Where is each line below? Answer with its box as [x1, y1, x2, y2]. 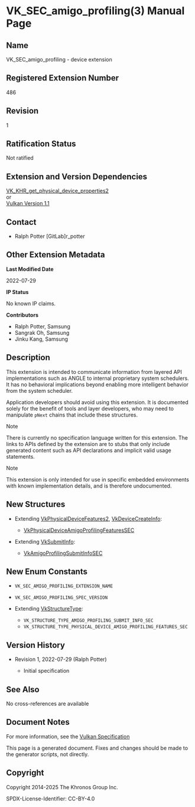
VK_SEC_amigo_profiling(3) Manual [6, 4, 185, 18]
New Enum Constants [6, 566, 87, 576]
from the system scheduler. [6, 387, 73, 394]
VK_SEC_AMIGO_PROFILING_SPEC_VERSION [14, 595, 108, 601]
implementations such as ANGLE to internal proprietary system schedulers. [6, 375, 189, 382]
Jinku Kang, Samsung [14, 335, 69, 343]
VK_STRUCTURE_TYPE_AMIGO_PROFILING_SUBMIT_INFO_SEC [23, 618, 154, 624]
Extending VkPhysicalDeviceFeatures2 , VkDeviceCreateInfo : [14, 515, 162, 522]
